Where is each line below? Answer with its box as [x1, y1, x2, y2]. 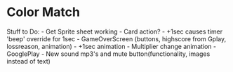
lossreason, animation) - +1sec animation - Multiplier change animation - [6, 42, 217, 50]
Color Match [6, 4, 80, 20]
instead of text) [6, 57, 51, 65]
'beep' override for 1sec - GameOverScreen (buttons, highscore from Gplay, [6, 34, 227, 43]
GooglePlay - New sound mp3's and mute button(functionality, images [6, 50, 211, 58]
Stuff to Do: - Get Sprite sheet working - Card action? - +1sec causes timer [6, 27, 222, 36]
